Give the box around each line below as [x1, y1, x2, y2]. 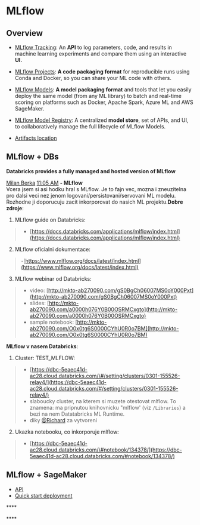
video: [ [29, 287, 49, 294]
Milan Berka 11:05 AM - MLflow [6, 179, 83, 186]
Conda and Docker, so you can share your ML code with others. [14, 75, 171, 81]
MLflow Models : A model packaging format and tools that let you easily [14, 86, 192, 93]
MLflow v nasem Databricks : [6, 342, 79, 350]
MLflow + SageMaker [6, 470, 87, 480]
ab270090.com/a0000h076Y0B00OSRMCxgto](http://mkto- [29, 306, 178, 313]
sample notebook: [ [29, 318, 77, 326]
